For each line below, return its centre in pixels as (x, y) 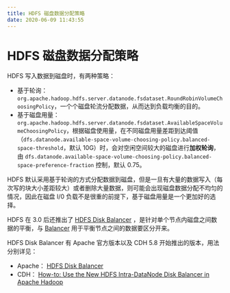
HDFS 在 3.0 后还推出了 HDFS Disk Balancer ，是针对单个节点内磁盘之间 (109, 220)
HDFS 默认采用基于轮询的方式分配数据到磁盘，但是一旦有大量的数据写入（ (112, 179)
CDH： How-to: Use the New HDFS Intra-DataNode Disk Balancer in (113, 275)
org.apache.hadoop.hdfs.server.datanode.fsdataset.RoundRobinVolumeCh (120, 99)
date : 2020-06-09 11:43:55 (46, 20)
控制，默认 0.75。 (120, 165)
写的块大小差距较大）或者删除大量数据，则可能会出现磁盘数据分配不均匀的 (118, 188)
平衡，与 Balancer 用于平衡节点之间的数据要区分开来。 (96, 228)
